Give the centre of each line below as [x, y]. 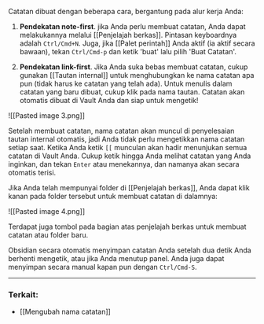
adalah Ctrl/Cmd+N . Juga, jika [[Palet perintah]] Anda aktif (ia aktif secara [137, 43]
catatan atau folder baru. [48, 235]
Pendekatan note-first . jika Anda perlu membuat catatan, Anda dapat [132, 26]
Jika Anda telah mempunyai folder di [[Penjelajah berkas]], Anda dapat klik [129, 188]
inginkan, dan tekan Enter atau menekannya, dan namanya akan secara [124, 164]
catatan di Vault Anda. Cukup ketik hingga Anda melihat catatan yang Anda [130, 156]
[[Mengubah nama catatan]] [65, 312]
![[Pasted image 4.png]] [46, 211]
